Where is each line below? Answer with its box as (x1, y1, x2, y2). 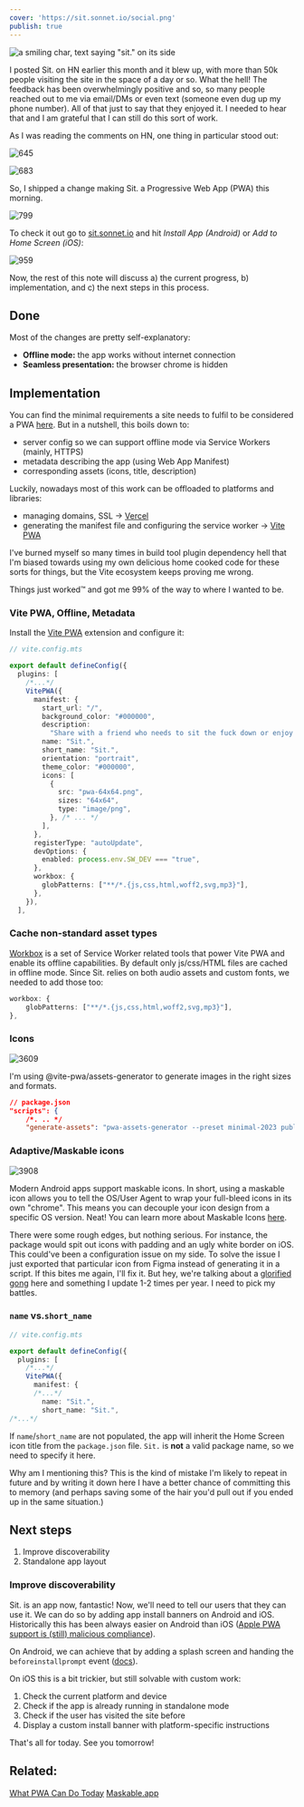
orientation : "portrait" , (42, 753, 140, 763)
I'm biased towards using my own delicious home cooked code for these (9, 557, 280, 568)
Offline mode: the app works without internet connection (22, 350, 236, 361)
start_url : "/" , (42, 704, 103, 713)
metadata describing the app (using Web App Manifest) (22, 456, 230, 467)
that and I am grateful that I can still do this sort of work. (9, 112, 219, 123)
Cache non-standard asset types (9, 927, 158, 939)
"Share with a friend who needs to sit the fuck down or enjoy (49, 729, 294, 738)
